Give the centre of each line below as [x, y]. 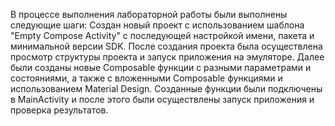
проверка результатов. [59, 110]
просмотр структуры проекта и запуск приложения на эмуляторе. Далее [167, 57]
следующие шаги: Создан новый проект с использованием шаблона [157, 25]
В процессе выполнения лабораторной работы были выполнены [149, 14]
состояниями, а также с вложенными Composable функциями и [146, 78]
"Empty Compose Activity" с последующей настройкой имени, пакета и [162, 35]
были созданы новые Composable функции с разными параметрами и [161, 67]
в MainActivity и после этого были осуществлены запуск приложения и [162, 99]
